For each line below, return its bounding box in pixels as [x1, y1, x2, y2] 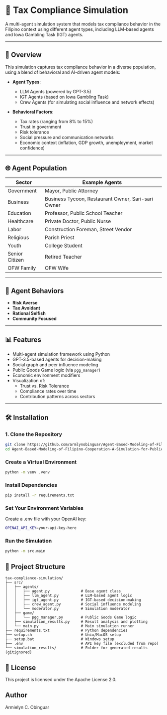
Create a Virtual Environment [5, 458, 77, 465]
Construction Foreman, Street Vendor [44, 226, 132, 233]
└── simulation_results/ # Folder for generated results [5, 645, 148, 651]
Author [5, 691, 27, 700]
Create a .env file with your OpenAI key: [5, 516, 87, 522]
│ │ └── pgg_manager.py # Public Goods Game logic [5, 615, 137, 620]
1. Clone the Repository [5, 430, 62, 437]
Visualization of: [12, 378, 46, 384]
